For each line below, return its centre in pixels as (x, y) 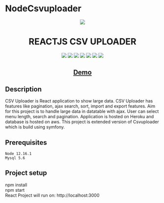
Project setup (26, 173)
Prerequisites (26, 142)
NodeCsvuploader (43, 9)
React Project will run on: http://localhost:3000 (52, 195)
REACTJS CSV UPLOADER (82, 42)
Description (23, 89)
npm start (15, 190)
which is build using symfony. (35, 127)
